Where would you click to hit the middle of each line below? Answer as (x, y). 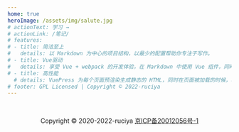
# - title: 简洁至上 (36, 47)
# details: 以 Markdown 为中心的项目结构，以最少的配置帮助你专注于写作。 (110, 54)
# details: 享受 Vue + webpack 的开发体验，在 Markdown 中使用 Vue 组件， (116, 67)
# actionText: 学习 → (38, 27)
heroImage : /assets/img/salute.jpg (60, 21)
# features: (25, 40)
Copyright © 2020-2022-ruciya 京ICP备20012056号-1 (119, 121)
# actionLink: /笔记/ (38, 34)
